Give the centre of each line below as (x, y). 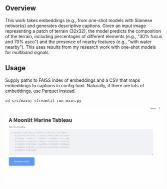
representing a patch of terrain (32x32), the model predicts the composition (83, 31)
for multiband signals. (27, 52)
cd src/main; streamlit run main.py (43, 101)
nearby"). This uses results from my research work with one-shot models (81, 47)
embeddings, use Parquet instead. (40, 91)
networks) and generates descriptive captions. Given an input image (76, 26)
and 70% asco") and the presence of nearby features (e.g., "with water (78, 42)
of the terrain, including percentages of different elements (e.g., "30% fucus (84, 36)
